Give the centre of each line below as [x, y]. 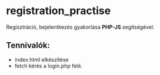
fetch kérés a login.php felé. [49, 66]
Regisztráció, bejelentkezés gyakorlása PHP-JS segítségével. [80, 27]
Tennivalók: [28, 45]
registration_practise [59, 11]
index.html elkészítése [41, 59]
